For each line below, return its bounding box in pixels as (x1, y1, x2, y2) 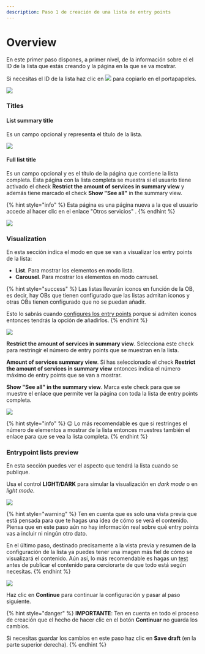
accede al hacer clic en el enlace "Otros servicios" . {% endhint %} (6, 207, 176, 215)
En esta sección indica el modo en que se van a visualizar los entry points (6, 248, 193, 256)
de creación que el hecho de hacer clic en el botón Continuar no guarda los (6, 616, 198, 623)
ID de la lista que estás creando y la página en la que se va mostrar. (6, 62, 177, 69)
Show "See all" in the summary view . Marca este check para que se (6, 383, 181, 391)
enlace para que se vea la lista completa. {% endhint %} (6, 433, 148, 440)
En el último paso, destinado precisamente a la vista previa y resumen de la (6, 542, 196, 549)
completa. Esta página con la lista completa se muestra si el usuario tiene (6, 176, 192, 183)
